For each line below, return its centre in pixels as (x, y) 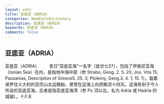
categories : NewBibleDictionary (38, 19)
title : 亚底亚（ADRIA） (27, 14)
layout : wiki (18, 10)
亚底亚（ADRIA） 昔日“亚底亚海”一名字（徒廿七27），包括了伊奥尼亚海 (80, 66)
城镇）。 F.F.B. (19, 96)
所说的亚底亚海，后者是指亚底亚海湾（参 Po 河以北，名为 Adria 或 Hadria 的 (81, 90)
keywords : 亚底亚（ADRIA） (31, 28)
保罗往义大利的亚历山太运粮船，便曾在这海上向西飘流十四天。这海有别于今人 (82, 84)
